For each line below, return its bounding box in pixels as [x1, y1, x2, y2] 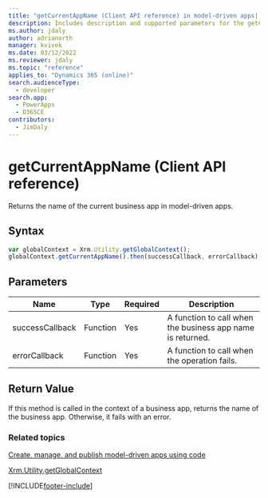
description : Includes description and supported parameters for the [8, 19, 245, 27]
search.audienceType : [8, 78, 81, 86]
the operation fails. [167, 355, 238, 366]
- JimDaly [15, 123, 48, 131]
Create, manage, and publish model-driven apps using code [8, 450, 206, 460]
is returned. [167, 333, 211, 344]
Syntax [8, 225, 45, 238]
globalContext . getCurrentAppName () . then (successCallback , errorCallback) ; [8, 253, 262, 261]
